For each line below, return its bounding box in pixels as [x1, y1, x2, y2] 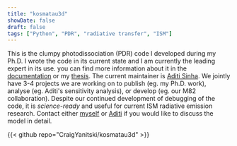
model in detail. [7, 117, 52, 126]
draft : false [7, 23, 46, 30]
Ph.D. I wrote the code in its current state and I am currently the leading [7, 57, 216, 66]
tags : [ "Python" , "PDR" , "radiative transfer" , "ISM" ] [7, 30, 173, 37]
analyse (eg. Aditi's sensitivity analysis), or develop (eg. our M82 [7, 87, 197, 95]
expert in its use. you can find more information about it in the [7, 64, 187, 73]
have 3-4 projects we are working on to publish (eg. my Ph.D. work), [7, 79, 207, 88]
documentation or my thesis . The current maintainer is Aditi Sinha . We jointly [7, 72, 231, 80]
